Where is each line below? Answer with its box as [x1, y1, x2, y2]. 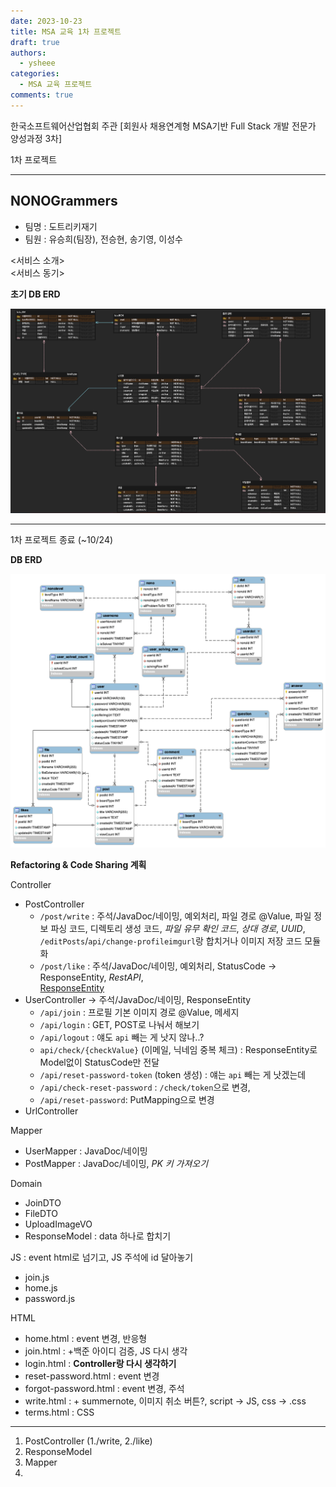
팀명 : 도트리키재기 [24, 220, 98, 232]
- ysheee [19, 58, 56, 69]
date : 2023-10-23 [10, 16, 83, 26]
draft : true [10, 37, 60, 47]
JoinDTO [24, 1196, 62, 1209]
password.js [24, 1292, 76, 1304]
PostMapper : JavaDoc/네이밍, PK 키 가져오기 [24, 1157, 209, 1169]
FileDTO [24, 1207, 59, 1219]
